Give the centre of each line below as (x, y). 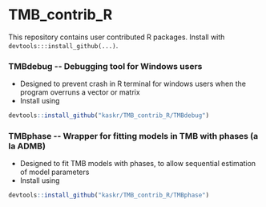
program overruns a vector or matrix (80, 92)
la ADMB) (27, 146)
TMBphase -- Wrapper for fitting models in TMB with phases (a (133, 136)
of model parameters (54, 172)
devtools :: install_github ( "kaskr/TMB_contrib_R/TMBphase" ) (109, 195)
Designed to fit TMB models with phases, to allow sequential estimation (138, 164)
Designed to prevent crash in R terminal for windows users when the (133, 84)
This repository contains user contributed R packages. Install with (117, 37)
